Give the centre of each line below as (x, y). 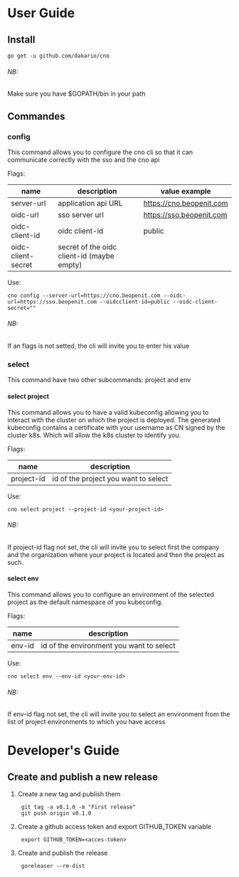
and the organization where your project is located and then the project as (116, 554)
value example (186, 191)
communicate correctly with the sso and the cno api (84, 159)
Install (21, 40)
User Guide (41, 13)
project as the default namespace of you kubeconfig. (85, 602)
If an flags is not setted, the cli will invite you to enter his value (99, 346)
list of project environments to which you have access (86, 722)
